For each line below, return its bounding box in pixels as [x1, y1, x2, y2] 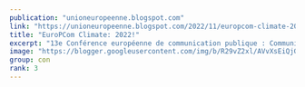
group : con [9, 55, 51, 64]
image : [9, 47, 34, 56]
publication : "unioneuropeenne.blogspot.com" [9, 13, 184, 23]
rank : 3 [9, 64, 39, 73]
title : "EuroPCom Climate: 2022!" [9, 30, 141, 39]
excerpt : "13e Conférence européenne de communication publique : [9, 38, 266, 48]
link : [9, 22, 30, 31]
